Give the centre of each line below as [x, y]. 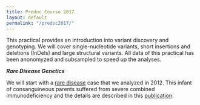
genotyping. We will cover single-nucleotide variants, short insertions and [98, 46]
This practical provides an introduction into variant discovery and [88, 40]
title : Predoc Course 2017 [40, 12]
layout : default [27, 17]
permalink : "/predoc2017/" [40, 23]
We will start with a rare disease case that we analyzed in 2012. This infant [99, 83]
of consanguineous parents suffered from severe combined [81, 89]
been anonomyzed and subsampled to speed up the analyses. [84, 59]
